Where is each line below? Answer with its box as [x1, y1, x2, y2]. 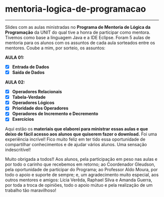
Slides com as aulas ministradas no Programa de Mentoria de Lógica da [5, 24, 151, 30]
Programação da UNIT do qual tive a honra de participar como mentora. [5, 29, 150, 35]
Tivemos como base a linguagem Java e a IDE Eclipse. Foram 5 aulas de [5, 34, 150, 40]
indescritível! [5, 147, 31, 153]
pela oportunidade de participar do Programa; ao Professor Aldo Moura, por [5, 167, 158, 173]
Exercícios [12, 116, 34, 122]
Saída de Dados [12, 69, 45, 75]
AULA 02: [5, 79, 25, 85]
